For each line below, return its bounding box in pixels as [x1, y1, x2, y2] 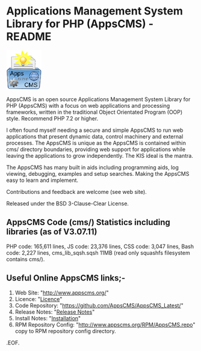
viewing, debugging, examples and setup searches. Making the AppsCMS [6, 170, 190, 177]
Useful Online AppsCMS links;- [6, 273, 126, 284]
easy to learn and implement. [6, 176, 79, 184]
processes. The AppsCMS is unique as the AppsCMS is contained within [6, 139, 187, 146]
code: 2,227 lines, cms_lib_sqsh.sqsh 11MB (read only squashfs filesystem [6, 249, 191, 256]
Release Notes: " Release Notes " [14, 308, 95, 315]
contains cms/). [6, 255, 45, 262]
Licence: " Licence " [14, 295, 63, 302]
